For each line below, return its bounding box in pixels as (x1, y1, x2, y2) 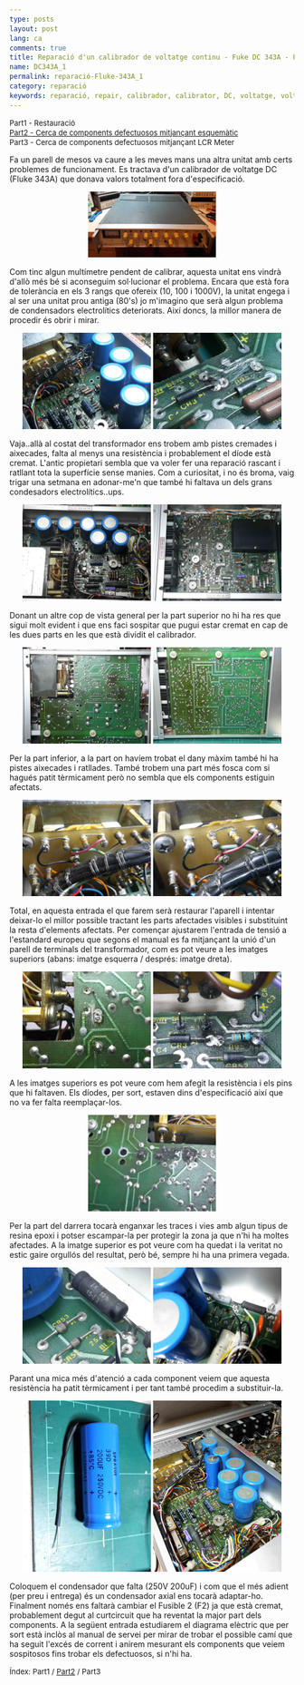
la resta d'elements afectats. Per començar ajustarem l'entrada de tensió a (9, 925, 287, 936)
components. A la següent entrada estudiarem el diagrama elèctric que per (9, 1620, 290, 1631)
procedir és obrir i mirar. (9, 315, 100, 326)
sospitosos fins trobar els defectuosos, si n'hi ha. (9, 1649, 193, 1660)
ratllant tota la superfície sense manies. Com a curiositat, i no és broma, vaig (9, 467, 295, 478)
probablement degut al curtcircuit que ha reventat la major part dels (9, 1610, 262, 1621)
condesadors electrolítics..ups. (9, 486, 125, 498)
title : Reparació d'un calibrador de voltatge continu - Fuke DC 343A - (9, 53, 290, 63)
